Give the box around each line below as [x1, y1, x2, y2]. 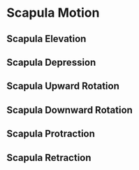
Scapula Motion [6, 5, 100, 21]
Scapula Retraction [6, 152, 92, 164]
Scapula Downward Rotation [6, 104, 133, 116]
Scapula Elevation [6, 33, 87, 45]
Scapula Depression [6, 56, 96, 68]
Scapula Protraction [6, 128, 96, 140]
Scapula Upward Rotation [6, 80, 119, 92]
